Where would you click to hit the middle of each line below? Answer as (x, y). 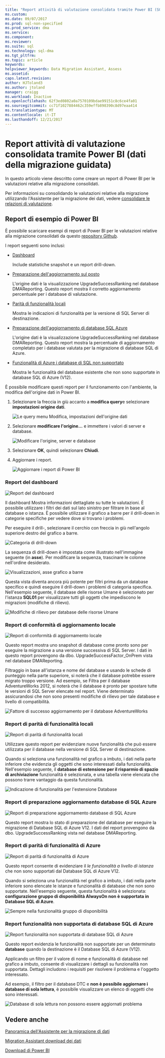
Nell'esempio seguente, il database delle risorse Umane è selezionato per (80, 592)
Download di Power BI (27, 1050)
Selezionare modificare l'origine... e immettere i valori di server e (79, 426)
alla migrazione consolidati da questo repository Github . (62, 236)
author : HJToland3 (24, 83)
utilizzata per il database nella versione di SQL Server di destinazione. (76, 749)
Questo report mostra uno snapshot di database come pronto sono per (77, 645)
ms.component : (20, 37)
